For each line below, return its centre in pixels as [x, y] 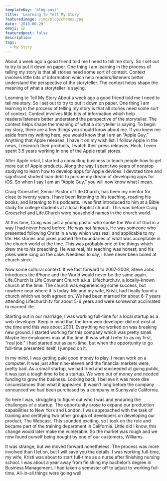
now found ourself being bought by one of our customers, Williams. [75, 436]
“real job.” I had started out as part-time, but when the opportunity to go [79, 343]
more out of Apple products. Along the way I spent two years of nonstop [80, 166]
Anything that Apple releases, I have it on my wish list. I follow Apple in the [82, 140]
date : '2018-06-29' [25, 24]
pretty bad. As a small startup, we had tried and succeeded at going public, [83, 368]
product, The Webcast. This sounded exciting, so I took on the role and [78, 420]
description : [19, 38]
